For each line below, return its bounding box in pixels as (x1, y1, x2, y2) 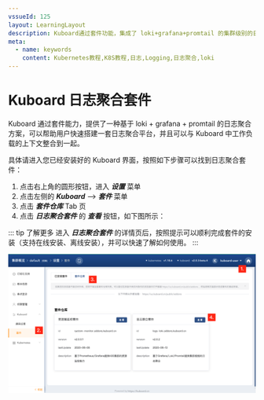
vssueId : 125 (8, 13, 51, 20)
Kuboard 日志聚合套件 (8, 91, 152, 109)
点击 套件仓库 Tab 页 (19, 201, 86, 211)
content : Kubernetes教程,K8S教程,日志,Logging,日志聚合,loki (22, 54, 214, 62)
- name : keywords (15, 46, 72, 54)
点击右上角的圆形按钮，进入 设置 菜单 (19, 182, 141, 191)
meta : (8, 38, 26, 46)
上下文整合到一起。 (21, 138, 84, 148)
